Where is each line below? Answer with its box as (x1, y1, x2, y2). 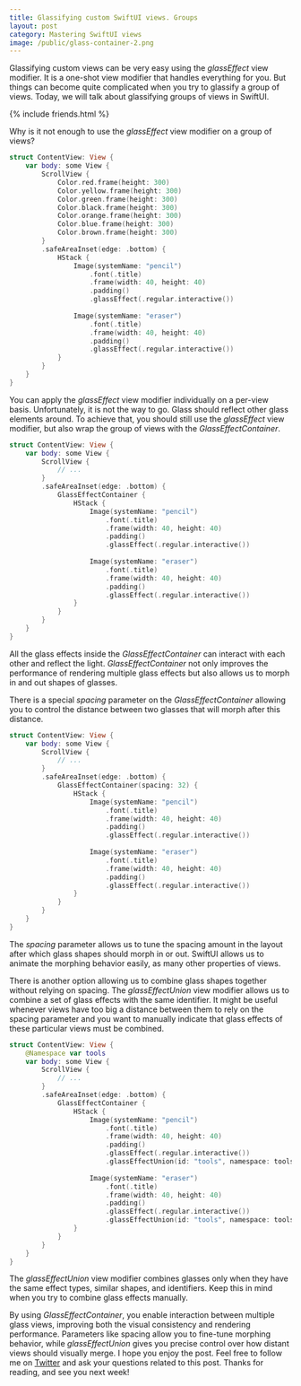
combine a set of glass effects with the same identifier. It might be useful (9, 994, 278, 1005)
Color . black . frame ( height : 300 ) (56, 203, 178, 212)
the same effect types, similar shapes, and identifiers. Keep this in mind (9, 1283, 273, 1294)
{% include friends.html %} (9, 109, 110, 119)
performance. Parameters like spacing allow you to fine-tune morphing (9, 1329, 271, 1339)
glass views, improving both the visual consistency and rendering (9, 1320, 251, 1330)
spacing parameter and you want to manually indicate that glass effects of (9, 1013, 284, 1024)
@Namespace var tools (25, 1049, 106, 1058)
